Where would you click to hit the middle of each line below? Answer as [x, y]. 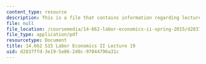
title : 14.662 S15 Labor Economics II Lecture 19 [71, 46]
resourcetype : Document [37, 40]
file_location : [26, 29]
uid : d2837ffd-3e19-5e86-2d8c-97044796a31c [63, 52]
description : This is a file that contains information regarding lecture [104, 18]
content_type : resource [37, 12]
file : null [20, 23]
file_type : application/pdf [42, 35]
